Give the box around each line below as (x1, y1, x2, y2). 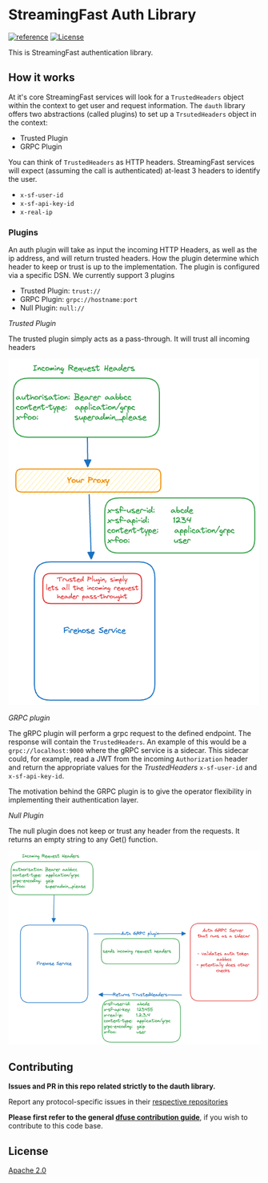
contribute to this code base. (8, 1121, 104, 1131)
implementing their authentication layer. (8, 795, 139, 805)
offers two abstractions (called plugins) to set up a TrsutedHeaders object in (8, 109, 258, 119)
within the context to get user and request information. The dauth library (8, 100, 246, 110)
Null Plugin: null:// (19, 303, 86, 313)
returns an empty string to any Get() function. (8, 835, 158, 844)
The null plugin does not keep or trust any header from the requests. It (8, 827, 240, 836)
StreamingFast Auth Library (8, 6, 197, 24)
